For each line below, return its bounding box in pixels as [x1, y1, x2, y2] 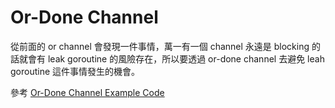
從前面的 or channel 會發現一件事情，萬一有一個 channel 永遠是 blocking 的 [10, 40, 321, 52]
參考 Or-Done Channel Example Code [10, 86, 165, 98]
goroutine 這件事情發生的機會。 [10, 65, 141, 77]
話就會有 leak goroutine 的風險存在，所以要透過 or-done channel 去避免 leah [10, 52, 325, 65]
